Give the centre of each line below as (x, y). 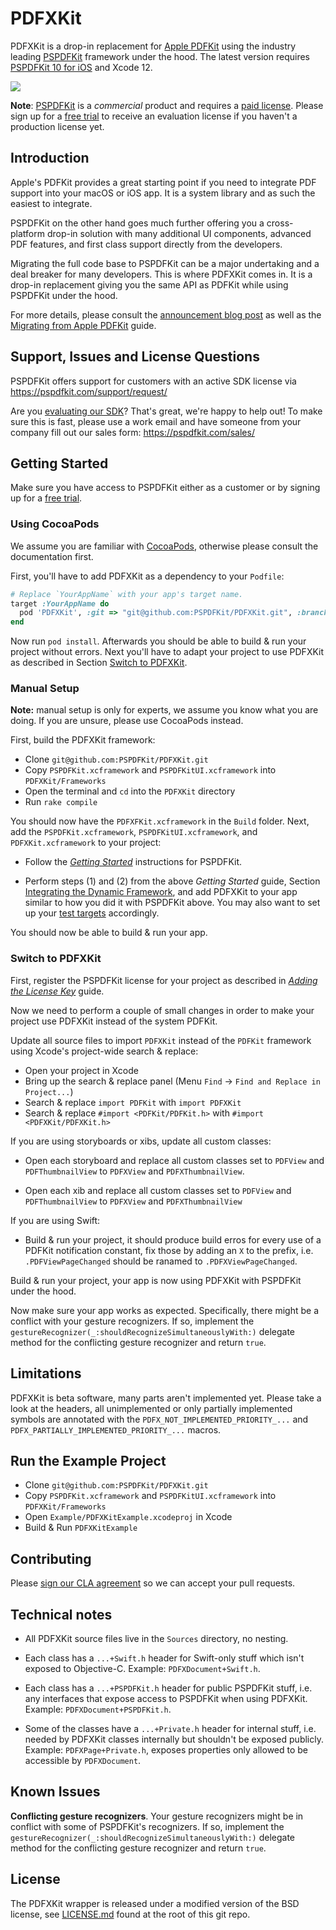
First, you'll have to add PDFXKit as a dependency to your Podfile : (147, 576)
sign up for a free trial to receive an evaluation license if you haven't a (154, 116)
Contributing (51, 1558)
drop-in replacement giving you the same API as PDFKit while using (149, 284)
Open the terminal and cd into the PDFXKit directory (130, 791)
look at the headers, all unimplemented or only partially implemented (151, 1408)
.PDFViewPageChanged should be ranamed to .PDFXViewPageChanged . (161, 1261)
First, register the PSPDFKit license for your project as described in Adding (164, 980)
